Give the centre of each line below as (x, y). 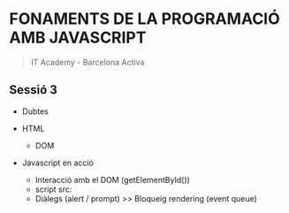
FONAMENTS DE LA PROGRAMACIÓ (144, 19)
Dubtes (35, 111)
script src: (53, 189)
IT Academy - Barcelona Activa (87, 62)
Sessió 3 (33, 90)
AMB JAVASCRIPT (78, 38)
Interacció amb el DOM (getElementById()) (112, 179)
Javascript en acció (58, 163)
